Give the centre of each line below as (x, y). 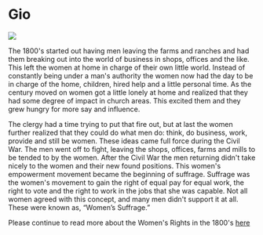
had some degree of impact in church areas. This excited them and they (124, 100)
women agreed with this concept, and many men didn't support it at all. (123, 199)
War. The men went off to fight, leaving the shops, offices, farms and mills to (132, 149)
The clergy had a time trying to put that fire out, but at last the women (121, 124)
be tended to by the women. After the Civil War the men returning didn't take (132, 157)
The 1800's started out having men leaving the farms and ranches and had (129, 51)
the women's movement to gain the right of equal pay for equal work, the (126, 183)
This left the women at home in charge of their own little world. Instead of (127, 67)
